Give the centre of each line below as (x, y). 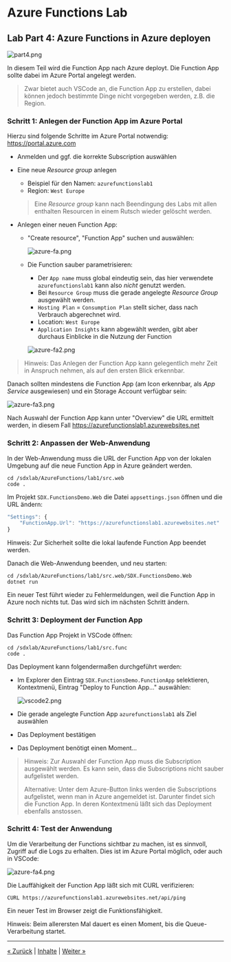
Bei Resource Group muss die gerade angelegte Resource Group (128, 293)
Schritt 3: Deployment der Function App (75, 620)
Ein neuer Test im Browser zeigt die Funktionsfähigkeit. (85, 910)
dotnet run (23, 582)
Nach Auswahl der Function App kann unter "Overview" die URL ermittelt (111, 418)
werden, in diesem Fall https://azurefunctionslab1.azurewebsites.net (103, 426)
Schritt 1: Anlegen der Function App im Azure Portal (95, 121)
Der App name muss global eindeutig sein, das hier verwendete (125, 278)
